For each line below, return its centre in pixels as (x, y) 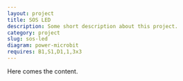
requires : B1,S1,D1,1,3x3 (44, 52)
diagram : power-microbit (43, 45)
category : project (34, 33)
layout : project (31, 13)
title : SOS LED (29, 20)
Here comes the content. (43, 71)
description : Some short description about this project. (93, 26)
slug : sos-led (28, 39)
